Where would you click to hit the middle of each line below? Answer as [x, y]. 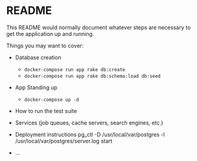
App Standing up [36, 87]
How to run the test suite [46, 111]
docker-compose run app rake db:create [75, 70]
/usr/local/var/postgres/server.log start [64, 141]
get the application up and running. [50, 33]
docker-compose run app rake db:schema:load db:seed [92, 76]
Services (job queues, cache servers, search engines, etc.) [89, 123]
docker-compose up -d [51, 100]
